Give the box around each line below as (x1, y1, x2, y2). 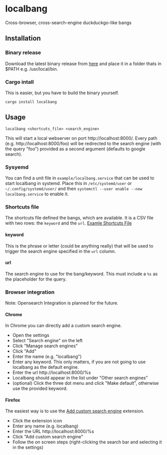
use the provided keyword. (12, 385, 68, 391)
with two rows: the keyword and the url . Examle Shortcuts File (5, 220, 132, 226)
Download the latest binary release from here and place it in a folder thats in (5, 61, 161, 67)
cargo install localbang (5, 99, 57, 104)
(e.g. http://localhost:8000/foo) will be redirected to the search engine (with (5, 140, 161, 146)
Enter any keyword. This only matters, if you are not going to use (12, 359, 146, 365)
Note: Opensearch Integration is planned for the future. (5, 300, 118, 306)
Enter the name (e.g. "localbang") (12, 354, 82, 360)
